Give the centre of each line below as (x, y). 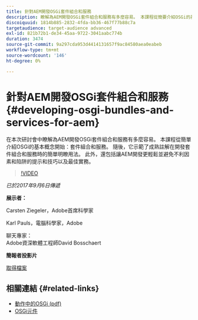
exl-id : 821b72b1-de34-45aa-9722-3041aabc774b (64, 34)
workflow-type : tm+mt (33, 50)
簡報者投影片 (22, 255)
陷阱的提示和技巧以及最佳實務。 (55, 161)
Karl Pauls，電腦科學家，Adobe (44, 223)
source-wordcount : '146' (37, 55)
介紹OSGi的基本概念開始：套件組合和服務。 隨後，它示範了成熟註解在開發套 (98, 147)
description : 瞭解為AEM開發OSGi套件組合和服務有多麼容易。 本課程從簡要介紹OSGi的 (98, 17)
